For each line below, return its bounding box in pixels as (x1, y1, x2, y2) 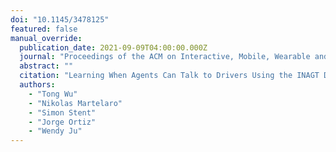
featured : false (10, 24, 78, 34)
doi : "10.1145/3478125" (10, 14, 110, 25)
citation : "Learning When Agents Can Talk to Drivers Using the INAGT (19, 71, 320, 81)
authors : (19, 80, 56, 90)
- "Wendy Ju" (28, 126, 83, 136)
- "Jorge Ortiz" (28, 117, 97, 127)
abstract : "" (19, 61, 74, 71)
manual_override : (10, 33, 83, 43)
